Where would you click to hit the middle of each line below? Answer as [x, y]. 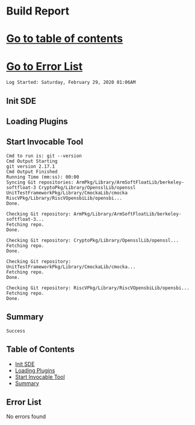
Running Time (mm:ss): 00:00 [43, 177]
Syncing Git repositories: [40, 182]
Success [16, 331]
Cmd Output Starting [32, 161]
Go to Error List [45, 66]
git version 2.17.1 [31, 166]
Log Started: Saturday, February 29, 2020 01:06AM [71, 83]
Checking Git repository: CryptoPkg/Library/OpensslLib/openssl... [93, 240]
